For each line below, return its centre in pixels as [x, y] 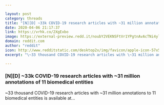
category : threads [24, 18]
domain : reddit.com [25, 41]
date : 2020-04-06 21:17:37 [32, 27]
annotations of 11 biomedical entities [49, 82]
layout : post [18, 14]
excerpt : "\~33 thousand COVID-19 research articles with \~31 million [79, 55]
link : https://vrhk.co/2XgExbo [37, 32]
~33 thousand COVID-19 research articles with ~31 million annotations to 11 [81, 93]
